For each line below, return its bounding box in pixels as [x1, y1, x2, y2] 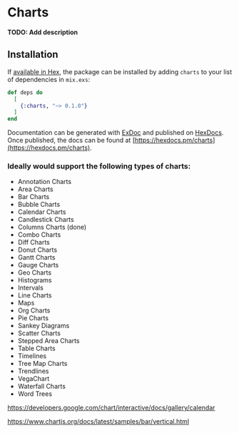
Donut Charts [17, 245, 58, 254]
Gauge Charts [17, 261, 59, 270]
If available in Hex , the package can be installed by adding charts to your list [7, 67, 233, 76]
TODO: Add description [7, 28, 78, 36]
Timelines [17, 352, 47, 360]
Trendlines [17, 367, 49, 375]
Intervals [17, 283, 44, 292]
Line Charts [17, 291, 52, 300]
